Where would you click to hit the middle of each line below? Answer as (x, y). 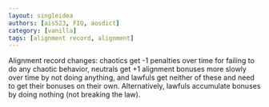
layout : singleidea (41, 16)
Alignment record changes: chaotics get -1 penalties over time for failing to (131, 61)
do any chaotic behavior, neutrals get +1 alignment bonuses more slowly (127, 69)
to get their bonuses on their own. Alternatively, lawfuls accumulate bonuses (134, 86)
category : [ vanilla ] (43, 30)
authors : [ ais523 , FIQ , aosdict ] (64, 23)
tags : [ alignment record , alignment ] (71, 38)
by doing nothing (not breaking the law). (74, 95)
